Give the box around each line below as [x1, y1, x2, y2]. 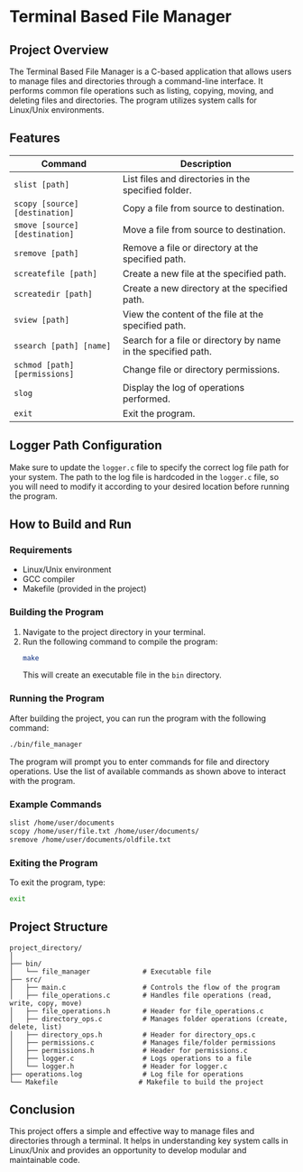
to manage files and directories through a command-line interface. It [9, 76, 263, 87]
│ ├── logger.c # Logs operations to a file [9, 1054, 252, 1063]
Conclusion [9, 1102, 76, 1117]
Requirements [9, 543, 73, 556]
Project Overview [9, 42, 109, 58]
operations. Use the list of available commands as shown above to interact [9, 765, 286, 777]
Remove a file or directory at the [123, 241, 259, 254]
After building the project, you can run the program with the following [9, 713, 267, 724]
